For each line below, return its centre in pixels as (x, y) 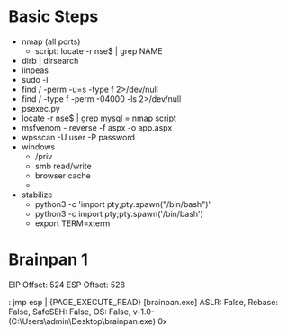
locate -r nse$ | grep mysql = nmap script (99, 118)
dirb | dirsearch (50, 60)
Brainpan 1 (49, 260)
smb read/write (63, 166)
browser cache (63, 175)
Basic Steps (54, 17)
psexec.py (40, 108)
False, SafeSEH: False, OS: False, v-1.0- (81, 312)
